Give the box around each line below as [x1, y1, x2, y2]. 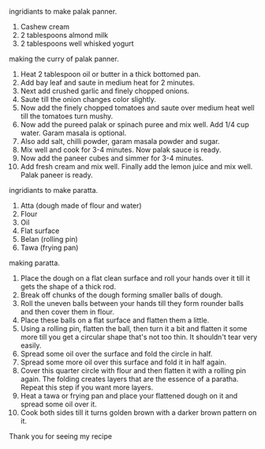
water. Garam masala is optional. [20, 128, 127, 138]
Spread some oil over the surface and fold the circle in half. [20, 349, 213, 358]
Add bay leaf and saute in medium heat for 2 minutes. [20, 78, 196, 87]
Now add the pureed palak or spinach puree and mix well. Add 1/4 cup [20, 120, 249, 129]
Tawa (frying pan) [20, 243, 79, 252]
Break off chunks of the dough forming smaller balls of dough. [20, 290, 223, 300]
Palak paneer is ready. [20, 170, 93, 179]
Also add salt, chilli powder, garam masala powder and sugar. [20, 137, 220, 145]
